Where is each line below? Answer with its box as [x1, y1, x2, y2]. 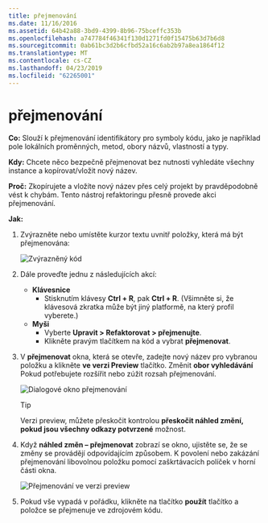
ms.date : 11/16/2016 [8, 19, 78, 27]
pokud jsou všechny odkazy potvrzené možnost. [19, 424, 187, 434]
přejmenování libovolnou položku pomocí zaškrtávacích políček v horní [19, 456, 256, 467]
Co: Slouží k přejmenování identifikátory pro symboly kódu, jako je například [8, 133, 261, 142]
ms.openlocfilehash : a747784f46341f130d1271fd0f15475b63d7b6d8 [8, 34, 225, 43]
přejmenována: [19, 238, 70, 248]
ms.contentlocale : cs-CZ [8, 57, 92, 65]
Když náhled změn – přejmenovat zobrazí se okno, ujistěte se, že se [19, 439, 248, 449]
